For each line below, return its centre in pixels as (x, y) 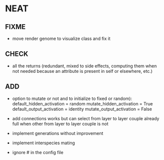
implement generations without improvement (58, 133)
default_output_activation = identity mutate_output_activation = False (82, 109)
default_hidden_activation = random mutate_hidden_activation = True (82, 103)
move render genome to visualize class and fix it (61, 38)
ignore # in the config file (38, 152)
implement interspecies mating (44, 143)
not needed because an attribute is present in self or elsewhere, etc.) (82, 71)
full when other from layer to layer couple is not (60, 124)
